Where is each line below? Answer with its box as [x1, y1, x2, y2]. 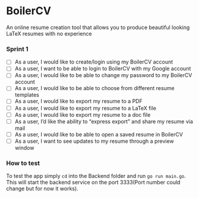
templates [14, 91, 40, 98]
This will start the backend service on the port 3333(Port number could [6, 179, 181, 186]
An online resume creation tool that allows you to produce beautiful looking [6, 24, 190, 31]
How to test [6, 159, 40, 167]
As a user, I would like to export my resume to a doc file [14, 111, 151, 118]
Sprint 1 [6, 44, 29, 53]
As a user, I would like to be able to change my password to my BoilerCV [14, 72, 192, 79]
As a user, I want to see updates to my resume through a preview [14, 138, 174, 145]
